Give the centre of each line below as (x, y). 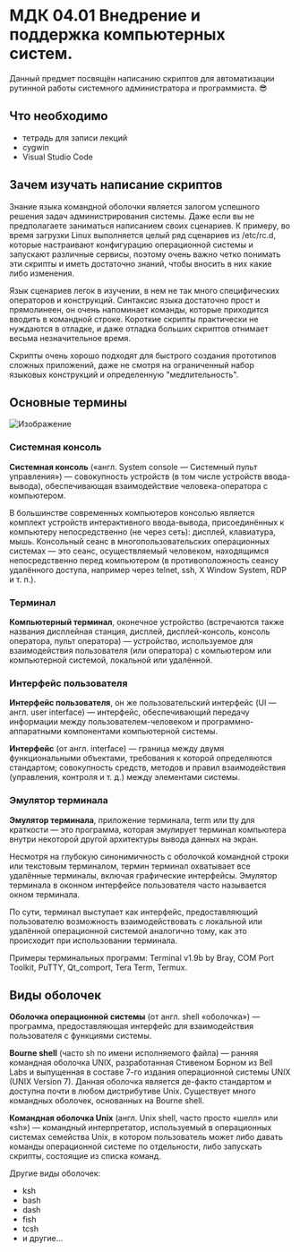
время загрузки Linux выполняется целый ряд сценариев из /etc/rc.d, (142, 235)
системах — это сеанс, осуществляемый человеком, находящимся (139, 551)
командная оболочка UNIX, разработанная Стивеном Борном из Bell (141, 1063)
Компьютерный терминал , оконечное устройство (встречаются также (147, 622)
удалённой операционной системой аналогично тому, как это (129, 930)
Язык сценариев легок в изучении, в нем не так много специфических (145, 290)
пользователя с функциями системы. (81, 1036)
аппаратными (36, 732)
